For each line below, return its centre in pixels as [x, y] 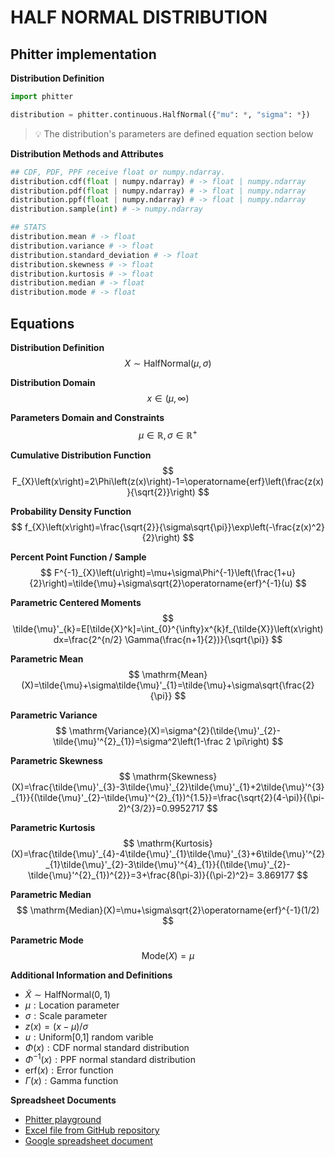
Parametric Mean [47, 658]
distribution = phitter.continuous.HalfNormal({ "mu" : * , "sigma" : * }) [160, 114]
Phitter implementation [83, 54]
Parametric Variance [54, 715]
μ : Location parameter [72, 1005]
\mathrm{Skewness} [175, 776]
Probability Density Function [71, 511]
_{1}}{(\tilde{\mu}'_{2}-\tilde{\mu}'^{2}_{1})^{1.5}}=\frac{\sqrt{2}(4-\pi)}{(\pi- [168, 797]
